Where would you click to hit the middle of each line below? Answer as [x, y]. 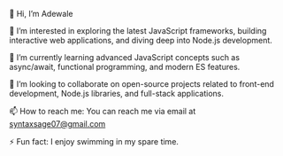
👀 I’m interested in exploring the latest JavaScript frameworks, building [138, 31]
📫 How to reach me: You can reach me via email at [103, 111]
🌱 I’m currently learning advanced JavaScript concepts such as [125, 57]
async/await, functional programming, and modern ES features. [125, 67]
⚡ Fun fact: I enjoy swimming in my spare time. [94, 141]
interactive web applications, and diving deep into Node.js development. [141, 40]
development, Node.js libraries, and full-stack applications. [116, 94]
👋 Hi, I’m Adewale [41, 14]
